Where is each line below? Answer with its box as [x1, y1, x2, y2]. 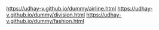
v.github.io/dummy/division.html [6, 11, 85, 18]
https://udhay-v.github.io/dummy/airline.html [6, 5, 117, 12]
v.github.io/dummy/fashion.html [6, 18, 85, 24]
